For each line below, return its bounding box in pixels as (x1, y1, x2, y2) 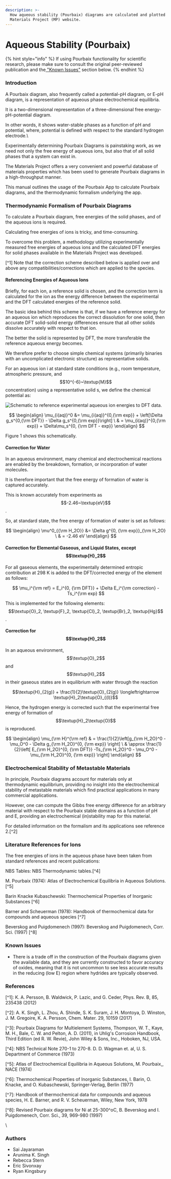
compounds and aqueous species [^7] (5, 914, 86, 920)
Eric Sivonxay (12, 1163, 42, 1169)
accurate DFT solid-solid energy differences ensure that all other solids (5, 320, 155, 326)
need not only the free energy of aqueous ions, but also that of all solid (5, 148, 155, 154)
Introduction (5, 80, 37, 87)
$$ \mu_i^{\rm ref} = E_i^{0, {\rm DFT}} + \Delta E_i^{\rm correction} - (12, 585, 160, 591)
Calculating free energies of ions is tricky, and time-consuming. (5, 229, 139, 235)
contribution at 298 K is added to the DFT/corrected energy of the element (5, 570, 162, 576)
